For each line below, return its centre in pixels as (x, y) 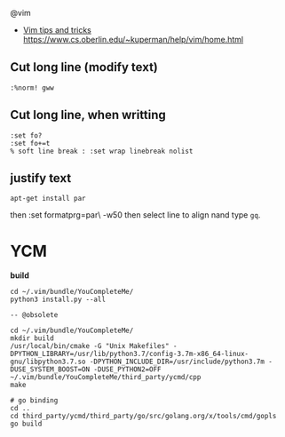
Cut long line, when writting (88, 115)
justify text (41, 178)
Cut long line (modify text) (84, 67)
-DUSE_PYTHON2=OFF (128, 369)
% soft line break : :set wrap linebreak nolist (102, 151)
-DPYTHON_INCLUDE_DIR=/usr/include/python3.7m (177, 362)
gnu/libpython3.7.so (48, 362)
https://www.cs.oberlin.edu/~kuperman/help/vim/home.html (133, 40)
